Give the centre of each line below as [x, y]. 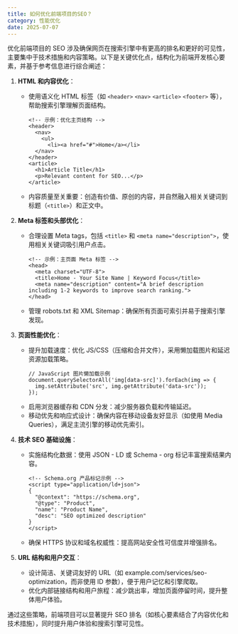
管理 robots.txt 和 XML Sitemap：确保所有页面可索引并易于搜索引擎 [127, 311]
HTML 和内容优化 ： [46, 81]
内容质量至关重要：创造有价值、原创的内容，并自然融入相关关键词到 [128, 197]
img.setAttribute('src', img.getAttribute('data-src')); [121, 386]
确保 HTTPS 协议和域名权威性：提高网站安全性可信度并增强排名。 [124, 543]
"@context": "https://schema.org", [87, 497]
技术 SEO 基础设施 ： [47, 440]
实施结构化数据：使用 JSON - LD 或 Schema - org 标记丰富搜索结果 [126, 455]
